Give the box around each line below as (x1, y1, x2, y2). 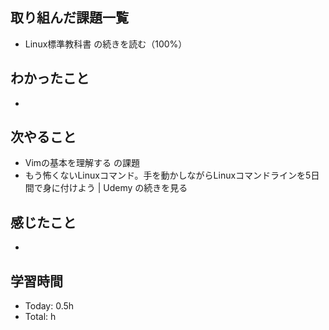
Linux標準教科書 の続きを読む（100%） (24, 38, 188, 50)
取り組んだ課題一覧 (10, 9, 129, 27)
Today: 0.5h (24, 300, 75, 312)
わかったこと (10, 70, 90, 87)
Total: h (24, 311, 57, 323)
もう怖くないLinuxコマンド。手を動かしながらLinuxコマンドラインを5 (24, 169, 312, 182)
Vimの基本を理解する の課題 (24, 157, 141, 169)
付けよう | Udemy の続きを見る (59, 182, 188, 194)
